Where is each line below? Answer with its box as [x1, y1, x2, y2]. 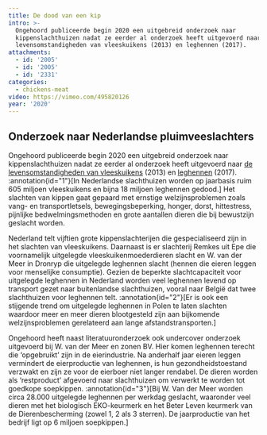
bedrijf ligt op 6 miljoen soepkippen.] [8, 418, 129, 427]
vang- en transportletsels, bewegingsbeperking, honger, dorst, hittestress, [8, 201, 252, 210]
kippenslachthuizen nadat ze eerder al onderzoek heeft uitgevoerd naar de [8, 159, 253, 168]
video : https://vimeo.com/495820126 [8, 93, 130, 101]
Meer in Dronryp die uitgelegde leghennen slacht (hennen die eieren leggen [8, 259, 257, 268]
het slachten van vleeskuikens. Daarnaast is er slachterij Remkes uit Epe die [8, 241, 257, 251]
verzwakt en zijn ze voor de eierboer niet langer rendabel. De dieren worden [8, 367, 258, 376]
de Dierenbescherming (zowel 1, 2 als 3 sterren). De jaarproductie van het [8, 409, 250, 418]
